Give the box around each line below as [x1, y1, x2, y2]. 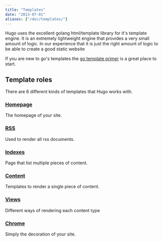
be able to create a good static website [5, 46, 85, 52]
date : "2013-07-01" [5, 12, 46, 17]
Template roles [5, 75, 53, 84]
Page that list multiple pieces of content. [5, 160, 88, 166]
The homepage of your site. [5, 113, 62, 119]
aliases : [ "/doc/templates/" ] [5, 16, 68, 21]
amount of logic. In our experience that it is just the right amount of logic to [5, 41, 159, 47]
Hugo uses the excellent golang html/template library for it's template [5, 30, 147, 36]
